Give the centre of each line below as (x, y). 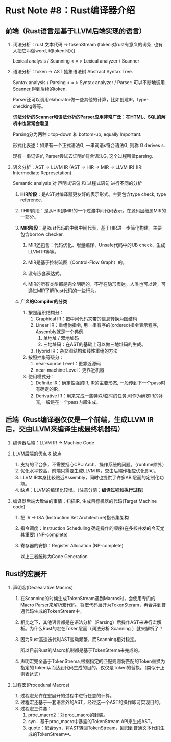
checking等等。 (29, 106)
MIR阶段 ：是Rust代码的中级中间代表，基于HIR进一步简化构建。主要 (91, 228)
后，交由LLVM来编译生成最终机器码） (65, 429)
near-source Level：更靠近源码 (68, 364)
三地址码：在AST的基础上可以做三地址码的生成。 (95, 344)
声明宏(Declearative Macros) (43, 587)
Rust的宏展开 (26, 574)
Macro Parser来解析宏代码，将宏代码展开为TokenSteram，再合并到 (91, 605)
